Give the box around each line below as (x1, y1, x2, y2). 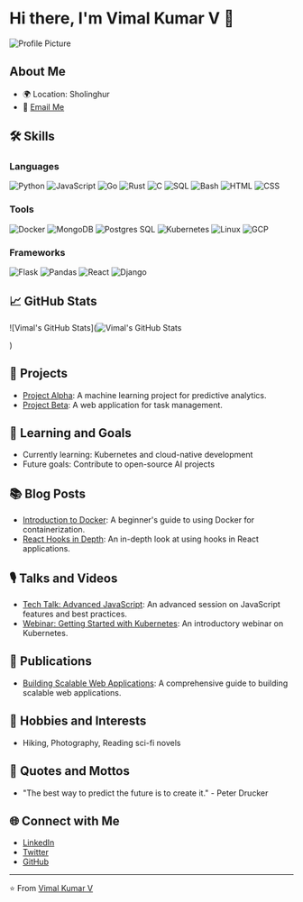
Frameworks (9, 246, 66, 259)
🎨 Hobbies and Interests (9, 714, 147, 729)
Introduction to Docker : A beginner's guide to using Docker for (22, 515, 255, 525)
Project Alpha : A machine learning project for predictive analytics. (22, 389, 268, 400)
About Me (9, 64, 66, 79)
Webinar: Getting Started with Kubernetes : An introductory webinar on (22, 618, 284, 629)
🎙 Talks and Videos (9, 570, 118, 586)
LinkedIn (22, 837, 55, 848)
